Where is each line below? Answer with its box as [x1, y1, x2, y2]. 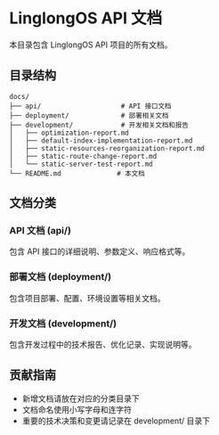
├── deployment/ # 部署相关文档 [9, 111, 169, 120]
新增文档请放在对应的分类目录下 [21, 393, 140, 404]
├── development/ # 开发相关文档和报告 [9, 120, 189, 129]
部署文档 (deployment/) [9, 271, 112, 283]
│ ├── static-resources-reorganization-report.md [9, 144, 205, 152]
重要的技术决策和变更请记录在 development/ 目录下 [21, 415, 211, 426]
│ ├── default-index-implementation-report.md [9, 135, 193, 145]
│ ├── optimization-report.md [9, 128, 129, 137]
